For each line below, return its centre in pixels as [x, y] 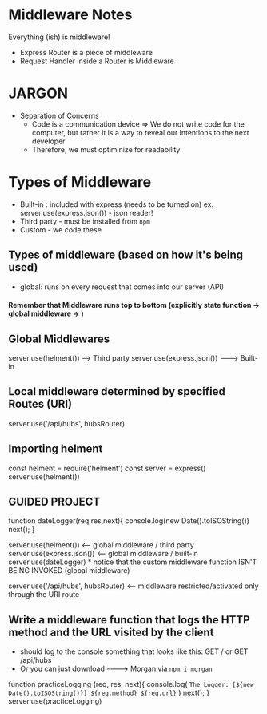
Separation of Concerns [59, 115]
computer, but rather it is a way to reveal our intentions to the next [140, 132]
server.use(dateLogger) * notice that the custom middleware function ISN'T [133, 562]
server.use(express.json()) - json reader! [86, 212]
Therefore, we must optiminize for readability [106, 149]
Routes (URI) [40, 404]
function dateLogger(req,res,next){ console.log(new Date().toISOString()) [129, 521]
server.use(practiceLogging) [55, 701]
